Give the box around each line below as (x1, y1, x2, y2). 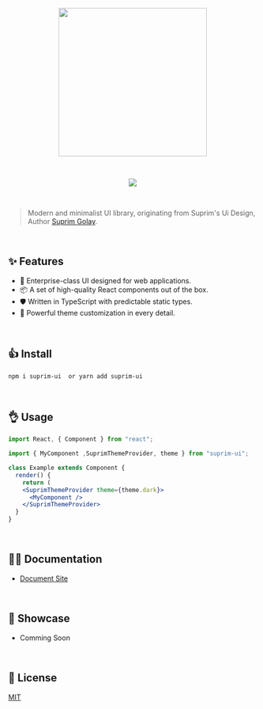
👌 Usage (8, 410, 54, 423)
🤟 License (8, 671, 58, 684)
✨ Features (8, 255, 64, 268)
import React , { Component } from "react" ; (8, 435, 154, 443)
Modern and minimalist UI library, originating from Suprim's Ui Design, (27, 208, 256, 218)
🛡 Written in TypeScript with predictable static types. (19, 297, 193, 306)
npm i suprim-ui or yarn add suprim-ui (8, 372, 144, 380)
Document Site (19, 574, 69, 583)
